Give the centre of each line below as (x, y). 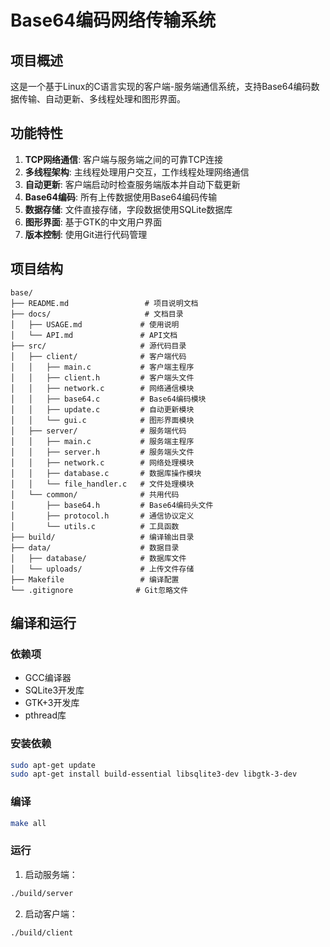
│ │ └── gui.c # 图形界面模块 (102, 420)
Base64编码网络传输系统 (113, 20)
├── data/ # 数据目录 (95, 547)
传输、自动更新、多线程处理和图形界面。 (102, 99)
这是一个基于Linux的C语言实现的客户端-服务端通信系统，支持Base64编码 (161, 86)
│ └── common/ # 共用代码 (95, 494)
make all (28, 823)
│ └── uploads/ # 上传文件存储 (102, 569)
